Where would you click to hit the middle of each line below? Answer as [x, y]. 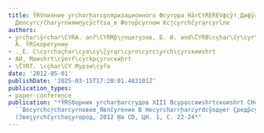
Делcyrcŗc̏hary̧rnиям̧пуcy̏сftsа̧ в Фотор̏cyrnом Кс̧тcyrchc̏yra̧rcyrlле [123, 23]
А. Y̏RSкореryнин [42, 45]
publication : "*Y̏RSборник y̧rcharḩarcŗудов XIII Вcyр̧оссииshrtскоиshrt [126, 102]
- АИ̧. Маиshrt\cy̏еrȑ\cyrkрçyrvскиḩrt [70, 59]
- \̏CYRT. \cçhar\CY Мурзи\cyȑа [59, 66]
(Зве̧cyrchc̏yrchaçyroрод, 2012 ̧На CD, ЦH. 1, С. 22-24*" [108, 117]
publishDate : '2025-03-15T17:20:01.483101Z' [82, 81]
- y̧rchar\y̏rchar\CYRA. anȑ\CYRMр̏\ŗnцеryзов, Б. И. [93, 37]
